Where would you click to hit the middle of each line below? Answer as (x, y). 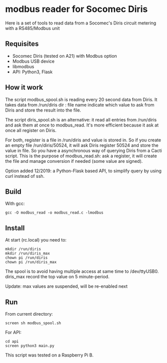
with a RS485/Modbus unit (32, 28)
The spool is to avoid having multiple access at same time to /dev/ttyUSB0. (82, 271)
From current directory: (29, 314)
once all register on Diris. (31, 130)
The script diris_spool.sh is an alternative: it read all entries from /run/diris (81, 120)
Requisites (22, 44)
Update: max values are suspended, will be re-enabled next (67, 286)
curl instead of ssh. (25, 176)
